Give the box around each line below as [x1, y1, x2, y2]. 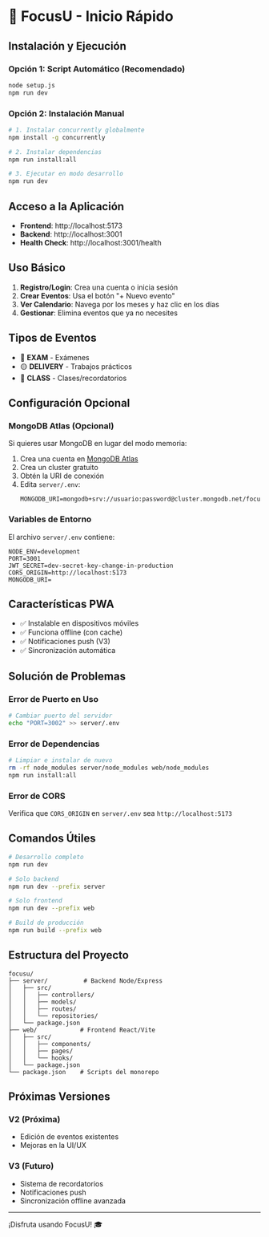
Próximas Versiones [8, 1090, 110, 1104]
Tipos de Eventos [8, 331, 97, 345]
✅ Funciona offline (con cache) [19, 627, 123, 637]
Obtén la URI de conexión [19, 471, 105, 481]
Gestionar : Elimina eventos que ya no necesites [19, 308, 179, 318]
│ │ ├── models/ [8, 998, 78, 1006]
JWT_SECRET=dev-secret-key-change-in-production [8, 562, 174, 570]
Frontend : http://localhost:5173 [19, 221, 122, 230]
